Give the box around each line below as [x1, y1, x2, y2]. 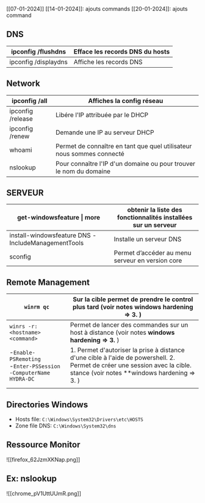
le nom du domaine [56, 167, 111, 176]
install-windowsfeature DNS [9, 231, 92, 240]
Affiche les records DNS [73, 57, 143, 66]
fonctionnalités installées [117, 213, 193, 222]
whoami [9, 146, 32, 154]
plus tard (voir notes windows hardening [72, 303, 193, 312]
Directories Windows [6, 399, 88, 410]
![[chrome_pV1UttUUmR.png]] [6, 490, 81, 497]
